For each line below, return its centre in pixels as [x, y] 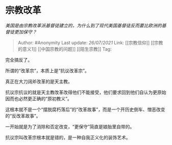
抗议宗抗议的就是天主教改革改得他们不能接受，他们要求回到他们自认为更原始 [86, 92]
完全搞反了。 [19, 60]
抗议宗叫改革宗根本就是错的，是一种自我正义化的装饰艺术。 [68, 137]
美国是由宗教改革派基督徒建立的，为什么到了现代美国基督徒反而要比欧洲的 [83, 25]
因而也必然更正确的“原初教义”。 [39, 98]
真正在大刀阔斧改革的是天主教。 [39, 81]
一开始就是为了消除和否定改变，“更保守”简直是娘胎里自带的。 [70, 126]
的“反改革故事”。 [23, 115]
